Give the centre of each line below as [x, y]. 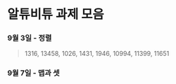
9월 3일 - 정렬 [30, 38]
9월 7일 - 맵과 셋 [33, 73]
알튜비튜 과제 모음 [56, 14]
